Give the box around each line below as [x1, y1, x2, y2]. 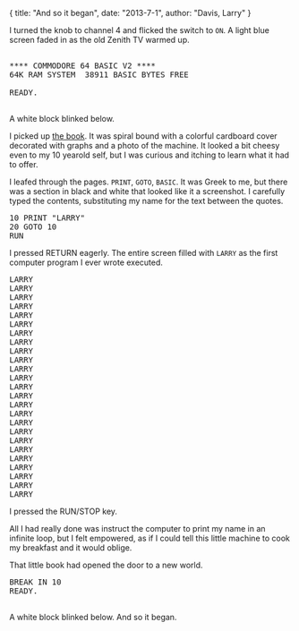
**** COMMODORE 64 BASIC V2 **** [9, 61, 157, 71]
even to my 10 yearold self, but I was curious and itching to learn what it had [9, 149, 289, 160]
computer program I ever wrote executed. [9, 257, 164, 268]
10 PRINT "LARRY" [9, 213, 85, 223]
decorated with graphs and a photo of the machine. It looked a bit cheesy [9, 141, 280, 150]
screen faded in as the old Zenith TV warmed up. [9, 35, 190, 45]
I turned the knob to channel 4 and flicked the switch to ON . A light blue [9, 25, 270, 35]
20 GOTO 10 [9, 222, 57, 232]
